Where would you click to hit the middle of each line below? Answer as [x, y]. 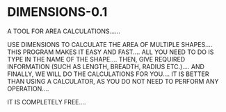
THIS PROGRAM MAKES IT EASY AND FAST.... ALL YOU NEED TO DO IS [111, 52]
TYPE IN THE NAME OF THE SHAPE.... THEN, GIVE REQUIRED [96, 59]
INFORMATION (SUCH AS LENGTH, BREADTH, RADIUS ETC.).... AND [106, 66]
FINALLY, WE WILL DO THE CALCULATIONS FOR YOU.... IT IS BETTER [108, 74]
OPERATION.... [28, 88]
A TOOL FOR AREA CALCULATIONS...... [64, 31]
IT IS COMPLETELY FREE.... [47, 102]
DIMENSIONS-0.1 [57, 12]
